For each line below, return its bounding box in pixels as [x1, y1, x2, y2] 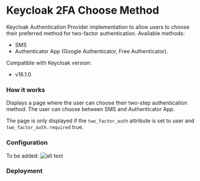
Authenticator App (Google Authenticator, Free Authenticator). [14, 47, 169, 54]
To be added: [6, 152, 39, 159]
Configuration [6, 139, 48, 147]
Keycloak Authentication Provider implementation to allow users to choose [6, 23, 190, 30]
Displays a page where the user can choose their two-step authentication [6, 99, 187, 106]
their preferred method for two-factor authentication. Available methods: [6, 29, 185, 36]
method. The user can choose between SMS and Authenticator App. [6, 106, 175, 113]
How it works [6, 85, 46, 94]
